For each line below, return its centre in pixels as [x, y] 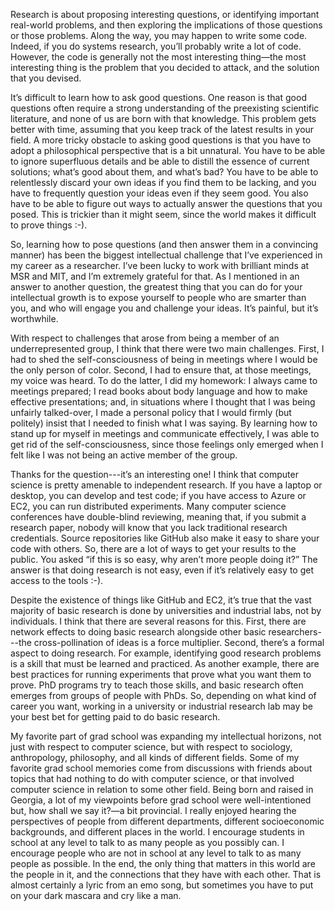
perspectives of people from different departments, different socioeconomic [167, 821]
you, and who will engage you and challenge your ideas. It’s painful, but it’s [164, 308]
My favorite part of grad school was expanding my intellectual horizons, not [166, 736]
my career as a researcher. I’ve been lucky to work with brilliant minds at [160, 265]
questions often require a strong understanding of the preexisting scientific [165, 108]
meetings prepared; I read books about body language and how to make [159, 391]
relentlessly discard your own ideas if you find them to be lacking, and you [163, 182]
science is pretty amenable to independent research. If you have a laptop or [166, 485]
